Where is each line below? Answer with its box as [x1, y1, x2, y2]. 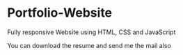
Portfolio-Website [7, 5, 113, 21]
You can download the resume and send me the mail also [7, 41, 172, 49]
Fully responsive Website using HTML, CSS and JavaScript [7, 28, 176, 36]
